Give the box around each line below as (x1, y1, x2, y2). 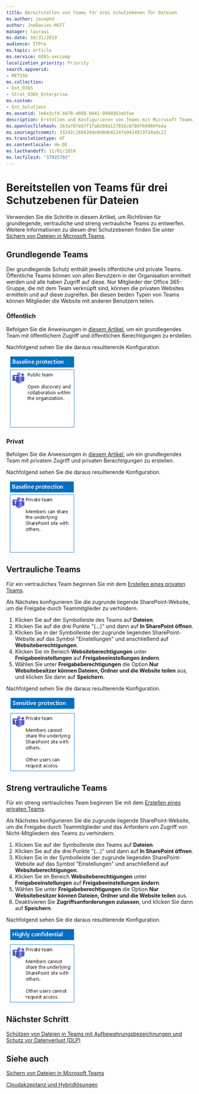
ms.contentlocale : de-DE (6, 142, 68, 148)
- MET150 (6, 72, 28, 79)
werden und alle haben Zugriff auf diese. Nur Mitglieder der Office (6, 278, 169, 285)
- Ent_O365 (6, 85, 33, 91)
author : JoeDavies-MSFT (6, 22, 66, 28)
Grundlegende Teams (6, 249, 88, 260)
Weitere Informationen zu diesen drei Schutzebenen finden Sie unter (6, 226, 175, 233)
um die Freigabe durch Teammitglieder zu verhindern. (6, 605, 138, 612)
